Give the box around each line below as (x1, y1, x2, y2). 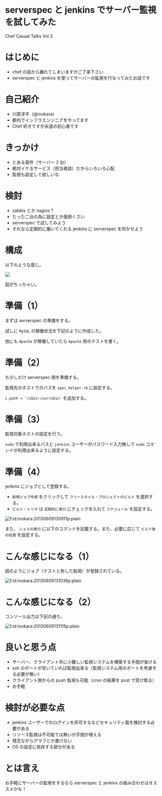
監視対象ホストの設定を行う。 (5, 431, 65, 437)
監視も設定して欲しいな (12, 172, 59, 177)
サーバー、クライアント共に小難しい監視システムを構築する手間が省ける (12, 659, 157, 665)
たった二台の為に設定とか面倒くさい (12, 214, 85, 219)
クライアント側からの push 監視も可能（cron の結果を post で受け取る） (12, 677, 157, 683)
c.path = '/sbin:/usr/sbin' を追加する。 (5, 395, 89, 401)
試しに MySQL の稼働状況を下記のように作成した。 (5, 328, 104, 334)
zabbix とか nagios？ (12, 207, 54, 213)
